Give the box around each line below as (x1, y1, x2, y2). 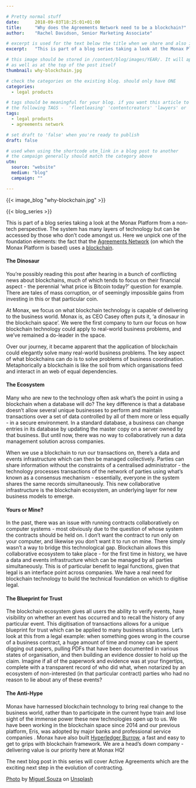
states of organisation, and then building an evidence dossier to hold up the (6, 651, 188, 659)
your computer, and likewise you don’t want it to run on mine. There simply (6, 538, 185, 545)
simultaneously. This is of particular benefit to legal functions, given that (6, 563, 180, 570)
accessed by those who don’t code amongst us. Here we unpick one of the (6, 231, 187, 238)
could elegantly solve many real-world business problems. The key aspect (6, 349, 185, 356)
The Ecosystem (6, 381, 45, 388)
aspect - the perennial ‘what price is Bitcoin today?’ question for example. (6, 282, 183, 290)
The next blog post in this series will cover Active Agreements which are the (6, 758, 189, 765)
